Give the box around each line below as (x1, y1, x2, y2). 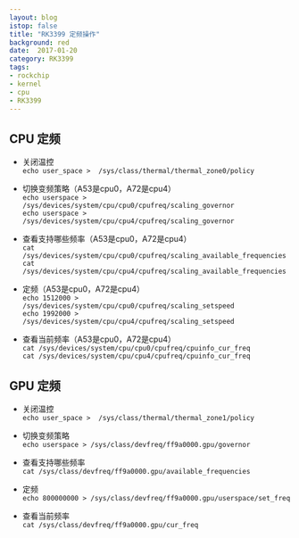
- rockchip (9, 71, 50, 80)
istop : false (9, 21, 58, 30)
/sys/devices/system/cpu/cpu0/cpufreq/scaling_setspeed (21, 302, 235, 310)
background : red (9, 37, 70, 47)
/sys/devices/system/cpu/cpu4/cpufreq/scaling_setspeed (21, 318, 235, 327)
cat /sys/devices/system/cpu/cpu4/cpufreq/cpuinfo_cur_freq (21, 352, 251, 361)
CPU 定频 (9, 131, 61, 146)
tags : (9, 63, 29, 72)
